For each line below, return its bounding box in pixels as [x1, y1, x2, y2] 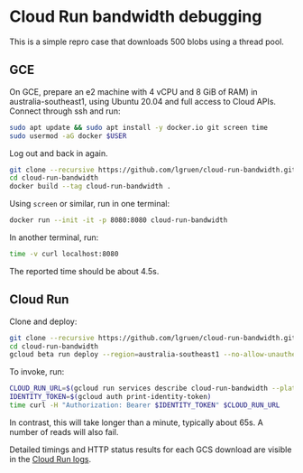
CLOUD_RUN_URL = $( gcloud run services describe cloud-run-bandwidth [9, 384, 269, 394]
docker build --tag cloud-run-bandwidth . [9, 182, 171, 191]
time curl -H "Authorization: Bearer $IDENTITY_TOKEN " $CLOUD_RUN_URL [9, 401, 280, 410]
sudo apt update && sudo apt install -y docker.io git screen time [9, 123, 269, 132]
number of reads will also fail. [9, 426, 119, 437]
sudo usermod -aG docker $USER [9, 131, 127, 141]
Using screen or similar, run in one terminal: [9, 199, 170, 209]
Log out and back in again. [9, 147, 108, 159]
